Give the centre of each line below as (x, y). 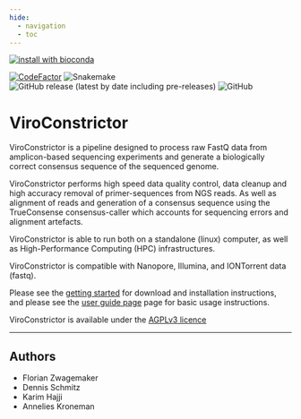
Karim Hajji (42, 397)
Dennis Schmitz (51, 388)
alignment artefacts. (46, 222)
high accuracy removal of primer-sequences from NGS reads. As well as (143, 193)
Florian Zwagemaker (60, 378)
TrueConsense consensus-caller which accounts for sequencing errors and (149, 212)
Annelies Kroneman (59, 406)
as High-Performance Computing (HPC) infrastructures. (112, 249)
